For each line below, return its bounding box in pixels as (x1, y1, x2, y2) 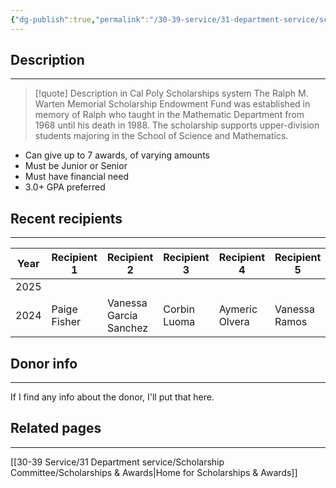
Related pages (10, 420, 102, 437)
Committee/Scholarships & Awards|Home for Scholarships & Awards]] (10, 466, 298, 478)
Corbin (163, 302, 195, 316)
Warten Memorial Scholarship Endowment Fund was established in (34, 98, 311, 110)
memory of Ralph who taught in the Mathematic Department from (34, 109, 305, 121)
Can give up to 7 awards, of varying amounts (24, 149, 210, 161)
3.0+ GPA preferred (24, 181, 106, 193)
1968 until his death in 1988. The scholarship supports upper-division (34, 119, 320, 131)
